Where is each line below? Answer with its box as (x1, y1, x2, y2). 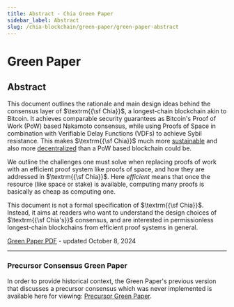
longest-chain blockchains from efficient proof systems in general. (7, 223, 198, 231)
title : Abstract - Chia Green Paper (7, 10, 114, 17)
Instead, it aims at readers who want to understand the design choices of (7, 208, 217, 217)
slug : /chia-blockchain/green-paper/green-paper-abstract (7, 23, 179, 30)
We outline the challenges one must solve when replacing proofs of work (7, 158, 217, 166)
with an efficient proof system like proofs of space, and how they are (7, 165, 205, 173)
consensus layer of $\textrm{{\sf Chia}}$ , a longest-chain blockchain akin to (7, 107, 227, 115)
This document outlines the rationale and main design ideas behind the (7, 99, 211, 108)
